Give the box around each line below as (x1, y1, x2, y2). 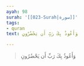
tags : (6, 20, 20, 26)
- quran (6, 25, 25, 32)
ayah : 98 (6, 8, 28, 15)
